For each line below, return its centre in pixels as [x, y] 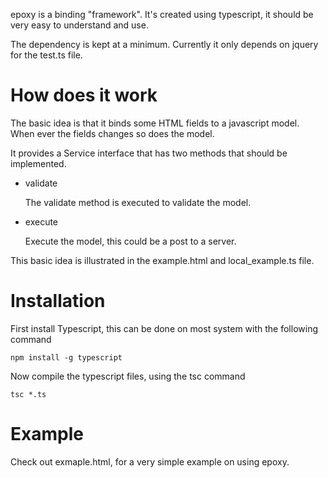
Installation [58, 301]
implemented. [38, 163]
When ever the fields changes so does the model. [112, 133]
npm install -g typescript [66, 357]
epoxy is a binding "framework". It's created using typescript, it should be [162, 14]
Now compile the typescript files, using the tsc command [128, 376]
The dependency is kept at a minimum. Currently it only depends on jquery [164, 44]
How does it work [84, 95]
